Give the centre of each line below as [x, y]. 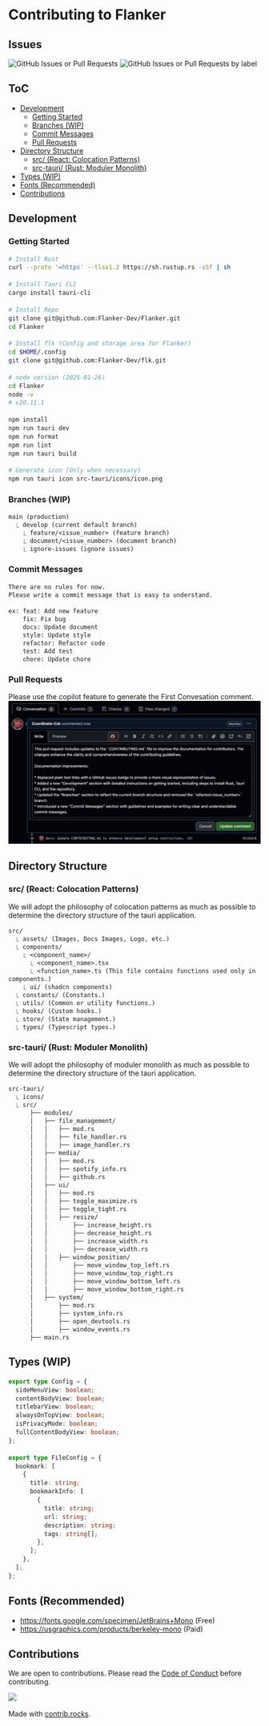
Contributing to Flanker [87, 15]
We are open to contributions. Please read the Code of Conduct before [125, 1673]
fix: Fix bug [44, 619]
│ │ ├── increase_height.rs [90, 1225]
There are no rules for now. [57, 587]
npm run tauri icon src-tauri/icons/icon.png [85, 479]
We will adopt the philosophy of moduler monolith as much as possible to [129, 1064]
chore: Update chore [57, 659]
